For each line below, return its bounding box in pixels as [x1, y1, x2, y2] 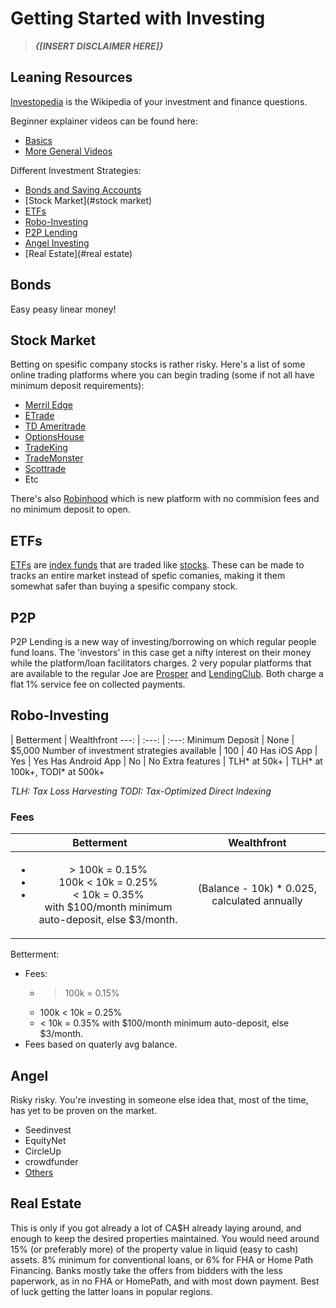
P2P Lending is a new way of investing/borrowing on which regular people [10, 636, 317, 647]
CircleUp [24, 1145, 62, 1157]
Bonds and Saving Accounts [24, 183, 142, 196]
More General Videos [24, 145, 113, 157]
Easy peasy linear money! [10, 303, 117, 315]
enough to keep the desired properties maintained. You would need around [10, 1232, 320, 1244]
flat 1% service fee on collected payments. [10, 678, 186, 690]
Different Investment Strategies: [10, 164, 142, 176]
